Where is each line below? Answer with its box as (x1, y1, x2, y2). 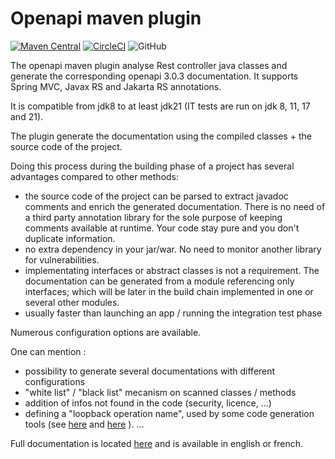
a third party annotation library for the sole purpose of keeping (24, 211, 283, 223)
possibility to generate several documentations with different (24, 365, 276, 377)
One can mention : (10, 345, 87, 357)
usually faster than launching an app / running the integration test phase (24, 307, 323, 319)
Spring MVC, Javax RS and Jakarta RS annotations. (10, 80, 222, 92)
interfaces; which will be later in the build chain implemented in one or (24, 285, 314, 297)
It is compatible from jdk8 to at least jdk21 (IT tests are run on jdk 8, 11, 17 (10, 100, 311, 112)
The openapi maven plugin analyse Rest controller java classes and (10, 59, 288, 71)
